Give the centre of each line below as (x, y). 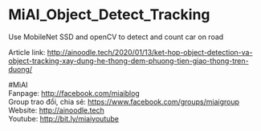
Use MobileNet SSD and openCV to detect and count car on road (116, 37)
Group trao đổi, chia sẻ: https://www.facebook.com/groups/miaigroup (124, 101)
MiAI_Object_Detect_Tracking (109, 15)
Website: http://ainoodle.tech (56, 110)
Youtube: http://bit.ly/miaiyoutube (63, 118)
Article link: (27, 52)
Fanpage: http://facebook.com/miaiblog (74, 93)
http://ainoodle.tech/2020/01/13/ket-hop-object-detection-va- (150, 52)
